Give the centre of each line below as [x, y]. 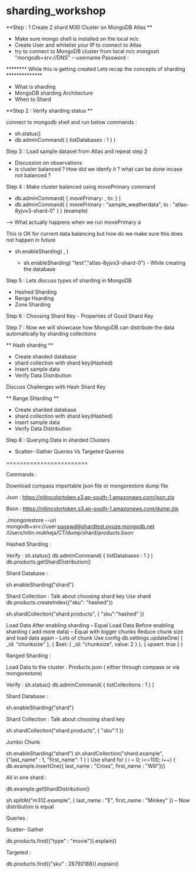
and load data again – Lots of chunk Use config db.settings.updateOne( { [94, 638]
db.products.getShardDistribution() [49, 562]
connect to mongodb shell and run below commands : [72, 122]
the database [39, 269]
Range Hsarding [34, 298]
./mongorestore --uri [31, 520]
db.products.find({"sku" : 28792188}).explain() [63, 864]
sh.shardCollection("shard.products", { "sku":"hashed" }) [75, 614]
